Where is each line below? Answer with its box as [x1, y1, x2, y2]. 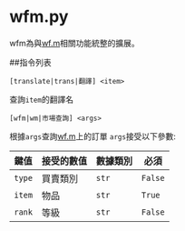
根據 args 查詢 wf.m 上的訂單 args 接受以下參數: [9, 130, 177, 142]
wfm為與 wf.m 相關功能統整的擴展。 [9, 37, 141, 48]
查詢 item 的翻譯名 [9, 94, 74, 105]
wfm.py [9, 6, 69, 27]
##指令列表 [9, 56, 52, 67]
